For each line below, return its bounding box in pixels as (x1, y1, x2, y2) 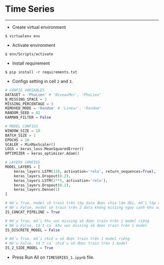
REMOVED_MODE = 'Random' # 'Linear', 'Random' (5, 106, 102, 111)
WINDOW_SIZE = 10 (5, 128, 41, 133)
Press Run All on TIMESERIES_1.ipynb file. (12, 254, 95, 260)
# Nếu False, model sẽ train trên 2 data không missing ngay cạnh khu (5, 205, 154, 210)
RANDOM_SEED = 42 (5, 110, 41, 115)
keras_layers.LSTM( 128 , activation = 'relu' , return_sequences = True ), (14, 169, 156, 174)
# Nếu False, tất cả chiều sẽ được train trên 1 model (5, 241, 128, 246)
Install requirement (12, 60, 50, 66)
